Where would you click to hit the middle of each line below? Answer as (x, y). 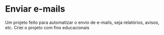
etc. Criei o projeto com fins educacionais (47, 27)
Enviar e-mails (35, 9)
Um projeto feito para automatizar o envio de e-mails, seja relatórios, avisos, (82, 22)
